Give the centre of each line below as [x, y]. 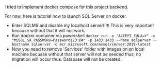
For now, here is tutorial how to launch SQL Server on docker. [66, 16]
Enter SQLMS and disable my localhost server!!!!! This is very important [83, 25]
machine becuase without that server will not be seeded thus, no [76, 54]
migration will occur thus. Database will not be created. [67, 59]
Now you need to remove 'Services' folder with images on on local [78, 49]
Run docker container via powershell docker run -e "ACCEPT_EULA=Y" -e [83, 36]
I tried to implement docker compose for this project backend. [66, 7]
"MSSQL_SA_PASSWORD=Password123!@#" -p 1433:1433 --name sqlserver [81, 40]
